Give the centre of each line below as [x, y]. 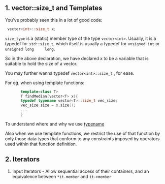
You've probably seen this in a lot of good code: [54, 20]
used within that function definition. [41, 144]
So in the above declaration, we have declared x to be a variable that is [77, 58]
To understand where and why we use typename [55, 124]
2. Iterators [22, 159]
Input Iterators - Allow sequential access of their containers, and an [81, 171]
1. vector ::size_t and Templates [54, 8]
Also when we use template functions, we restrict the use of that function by [82, 133]
